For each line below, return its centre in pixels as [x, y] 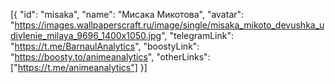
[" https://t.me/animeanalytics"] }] [79, 67]
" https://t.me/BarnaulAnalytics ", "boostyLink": [105, 46]
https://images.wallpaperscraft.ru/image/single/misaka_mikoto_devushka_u [169, 25]
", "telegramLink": [197, 35]
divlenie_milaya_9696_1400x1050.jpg [86, 35]
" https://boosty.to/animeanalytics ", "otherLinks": [110, 57]
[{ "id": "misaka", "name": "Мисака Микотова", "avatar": [127, 14]
